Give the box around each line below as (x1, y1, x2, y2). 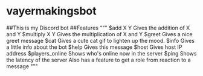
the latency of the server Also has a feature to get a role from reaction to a (6, 56, 192, 63)
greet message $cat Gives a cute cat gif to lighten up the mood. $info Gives (6, 37, 195, 44)
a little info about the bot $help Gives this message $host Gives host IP (6, 43, 182, 51)
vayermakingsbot (6, 4, 97, 18)
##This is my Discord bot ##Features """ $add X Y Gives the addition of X (6, 24, 190, 31)
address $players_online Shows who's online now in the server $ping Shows (6, 49, 197, 57)
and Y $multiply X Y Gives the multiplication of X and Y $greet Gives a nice (6, 30, 193, 37)
